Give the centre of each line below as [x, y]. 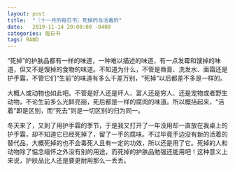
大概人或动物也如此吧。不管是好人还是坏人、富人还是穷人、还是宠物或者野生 [117, 93]
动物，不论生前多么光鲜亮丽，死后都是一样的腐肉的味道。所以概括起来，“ [113, 102]
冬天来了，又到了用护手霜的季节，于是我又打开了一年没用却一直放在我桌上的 [117, 125]
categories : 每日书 [34, 33]
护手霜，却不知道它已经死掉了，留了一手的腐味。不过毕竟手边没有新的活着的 [117, 135]
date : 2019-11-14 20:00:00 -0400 [59, 27]
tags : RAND [23, 40]
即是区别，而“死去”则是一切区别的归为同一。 [80, 111]
